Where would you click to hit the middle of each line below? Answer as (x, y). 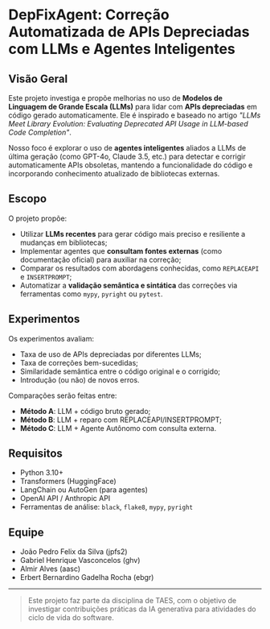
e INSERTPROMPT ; (46, 276)
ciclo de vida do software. (71, 618)
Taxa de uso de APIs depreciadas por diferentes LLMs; (111, 354)
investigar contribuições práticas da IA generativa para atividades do (142, 609)
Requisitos (35, 454)
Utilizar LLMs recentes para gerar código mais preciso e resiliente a (133, 234)
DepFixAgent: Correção (89, 15)
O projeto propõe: (38, 218)
